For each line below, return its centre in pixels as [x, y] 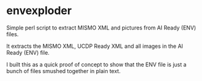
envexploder [39, 11]
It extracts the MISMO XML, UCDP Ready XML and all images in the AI [95, 46]
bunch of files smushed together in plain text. [64, 71]
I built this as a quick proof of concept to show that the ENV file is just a [96, 64]
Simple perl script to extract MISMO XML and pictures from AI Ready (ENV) [101, 28]
